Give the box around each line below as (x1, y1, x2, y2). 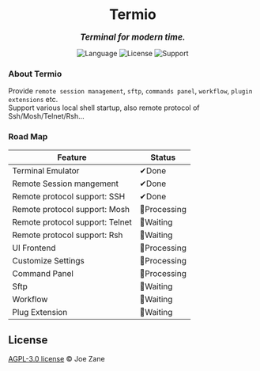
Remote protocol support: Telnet (12, 216, 132, 227)
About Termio (8, 68, 62, 79)
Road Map (8, 131, 48, 142)
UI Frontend (12, 242, 56, 253)
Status (149, 152, 176, 163)
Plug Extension (12, 306, 68, 317)
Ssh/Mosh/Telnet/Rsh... (8, 112, 85, 121)
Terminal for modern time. (80, 32, 186, 43)
